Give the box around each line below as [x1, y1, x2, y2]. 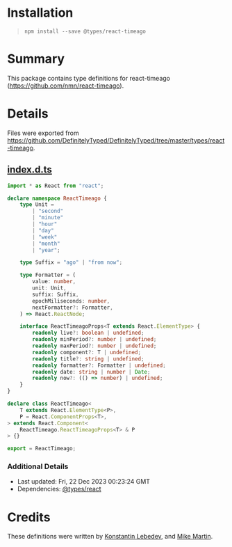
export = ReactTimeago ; [7, 445, 76, 452]
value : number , [32, 278, 76, 285]
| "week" [32, 233, 58, 241]
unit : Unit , [32, 285, 67, 292]
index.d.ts [7, 164, 52, 175]
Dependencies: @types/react [17, 485, 102, 493]
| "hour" [32, 221, 58, 228]
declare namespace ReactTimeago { [7, 195, 108, 202]
